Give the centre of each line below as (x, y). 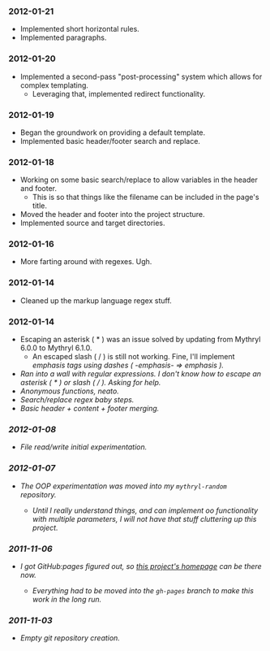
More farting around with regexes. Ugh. (86, 262)
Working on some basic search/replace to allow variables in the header (139, 180)
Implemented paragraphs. (63, 37)
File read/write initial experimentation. (84, 447)
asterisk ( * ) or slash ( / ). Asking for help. (90, 383)
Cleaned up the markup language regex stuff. (96, 300)
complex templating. (54, 85)
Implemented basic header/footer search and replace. (110, 141)
